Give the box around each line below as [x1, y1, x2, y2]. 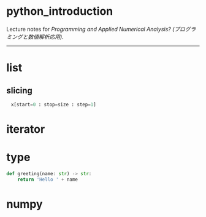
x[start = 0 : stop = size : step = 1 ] [10, 101, 96, 108]
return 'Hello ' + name [17, 176, 78, 183]
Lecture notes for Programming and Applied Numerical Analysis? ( [6, 25, 175, 33]
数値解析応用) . [27, 33, 64, 41]
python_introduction [6, 4, 113, 18]
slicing [6, 85, 32, 96]
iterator [6, 122, 45, 136]
